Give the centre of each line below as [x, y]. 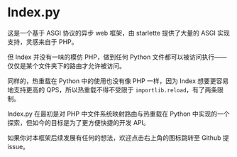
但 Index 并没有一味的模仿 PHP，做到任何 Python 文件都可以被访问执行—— [117, 57]
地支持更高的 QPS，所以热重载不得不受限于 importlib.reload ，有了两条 [112, 90]
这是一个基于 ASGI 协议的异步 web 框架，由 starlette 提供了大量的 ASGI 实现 [119, 33]
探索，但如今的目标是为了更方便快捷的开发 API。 [79, 122]
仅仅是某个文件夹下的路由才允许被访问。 [66, 65]
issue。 [18, 146]
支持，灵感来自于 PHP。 [43, 42]
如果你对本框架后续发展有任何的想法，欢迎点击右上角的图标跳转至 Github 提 [118, 137]
